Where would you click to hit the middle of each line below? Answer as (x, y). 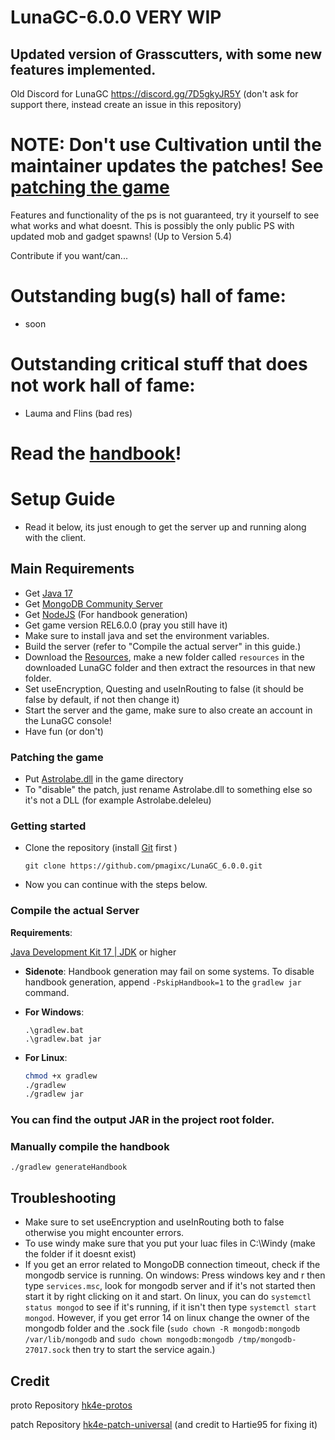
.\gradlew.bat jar (63, 1039)
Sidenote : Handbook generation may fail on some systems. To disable (169, 971)
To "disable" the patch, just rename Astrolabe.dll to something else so (168, 790)
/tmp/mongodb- (267, 1340)
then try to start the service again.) (144, 1350)
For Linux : (46, 1057)
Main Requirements (72, 569)
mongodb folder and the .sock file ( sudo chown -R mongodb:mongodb (162, 1328)
